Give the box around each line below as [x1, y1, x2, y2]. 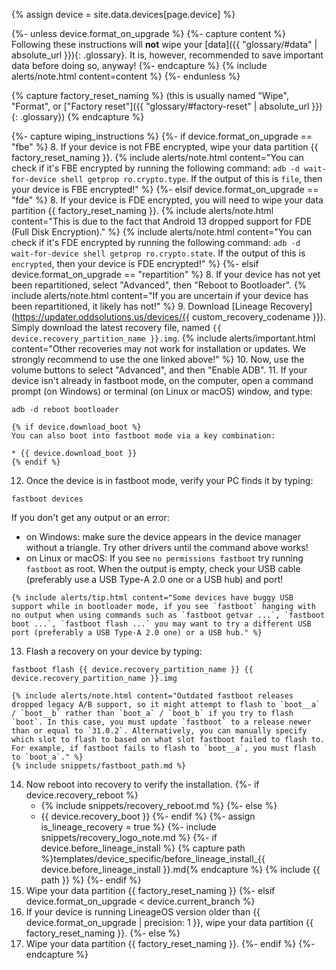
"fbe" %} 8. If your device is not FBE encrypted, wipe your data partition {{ [11, 141, 319, 153]
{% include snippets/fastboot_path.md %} [11, 761, 187, 771]
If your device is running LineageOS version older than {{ [25, 906, 261, 918]
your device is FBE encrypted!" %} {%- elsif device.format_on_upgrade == [11, 184, 319, 195]
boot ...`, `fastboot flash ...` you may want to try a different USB [11, 619, 312, 629]
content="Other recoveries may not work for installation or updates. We [11, 343, 307, 354]
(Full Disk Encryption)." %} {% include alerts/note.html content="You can [11, 226, 313, 238]
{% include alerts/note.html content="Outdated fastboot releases [11, 691, 294, 701]
